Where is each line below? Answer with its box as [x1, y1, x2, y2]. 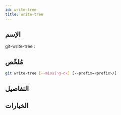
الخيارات [5, 101, 29, 110]
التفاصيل [5, 85, 29, 93]
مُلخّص [5, 57, 23, 66]
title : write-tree [5, 12, 43, 17]
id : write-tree [5, 7, 37, 12]
